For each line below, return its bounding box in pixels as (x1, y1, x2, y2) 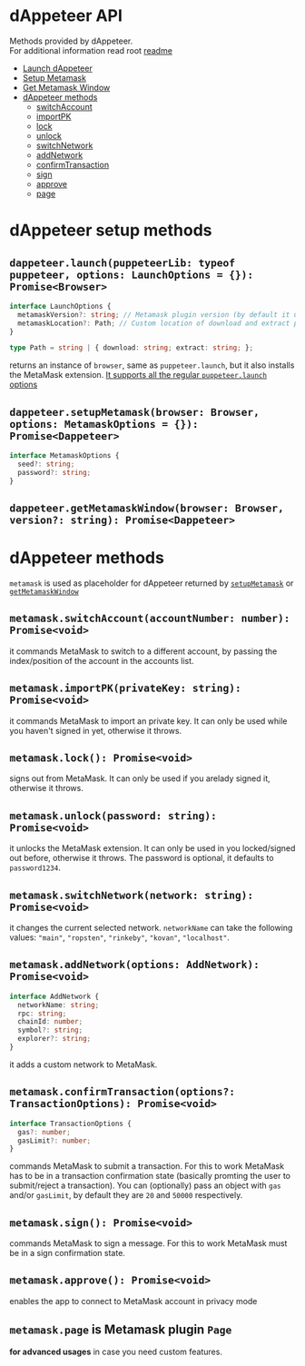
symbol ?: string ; (17, 1025, 84, 1035)
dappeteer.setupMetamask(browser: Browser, (9, 405, 261, 419)
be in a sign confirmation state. (9, 1248, 125, 1259)
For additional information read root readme (9, 45, 172, 55)
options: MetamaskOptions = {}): (9, 417, 200, 431)
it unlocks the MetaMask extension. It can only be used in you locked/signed (9, 843, 296, 854)
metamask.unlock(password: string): (9, 809, 218, 822)
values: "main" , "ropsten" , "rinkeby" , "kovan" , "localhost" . (9, 932, 230, 943)
